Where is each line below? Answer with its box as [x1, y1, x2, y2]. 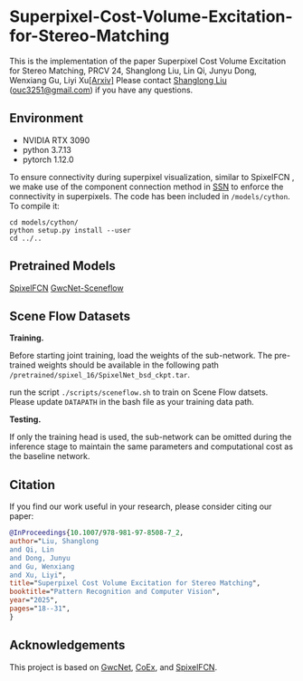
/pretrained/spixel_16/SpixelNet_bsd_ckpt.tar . [9, 369, 191, 380]
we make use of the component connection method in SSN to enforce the [9, 181, 284, 192]
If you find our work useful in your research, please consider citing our [9, 501, 272, 513]
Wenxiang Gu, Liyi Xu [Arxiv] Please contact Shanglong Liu [9, 74, 228, 85]
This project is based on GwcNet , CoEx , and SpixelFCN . [9, 661, 218, 672]
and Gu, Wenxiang [9, 561, 75, 571]
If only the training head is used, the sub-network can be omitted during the [9, 432, 292, 443]
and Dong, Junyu [9, 553, 71, 562]
